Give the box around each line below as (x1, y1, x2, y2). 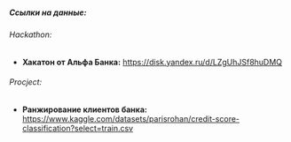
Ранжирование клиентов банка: (21, 104, 148, 115)
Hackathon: (9, 29, 52, 40)
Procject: (9, 77, 43, 87)
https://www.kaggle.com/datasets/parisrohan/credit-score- (21, 113, 240, 123)
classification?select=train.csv (21, 123, 134, 133)
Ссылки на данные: (9, 7, 87, 18)
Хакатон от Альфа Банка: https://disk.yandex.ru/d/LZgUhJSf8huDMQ (21, 56, 282, 67)
